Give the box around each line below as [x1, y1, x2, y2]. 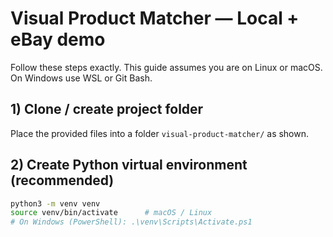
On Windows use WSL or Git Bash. [10, 72, 153, 84]
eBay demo [10, 28, 106, 51]
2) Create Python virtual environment [10, 157, 248, 174]
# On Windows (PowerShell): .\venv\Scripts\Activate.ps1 [10, 217, 253, 227]
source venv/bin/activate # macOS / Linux [10, 208, 213, 218]
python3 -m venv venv [10, 198, 101, 209]
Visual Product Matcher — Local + [10, 7, 300, 30]
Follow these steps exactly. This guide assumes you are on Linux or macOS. [10, 61, 323, 73]
